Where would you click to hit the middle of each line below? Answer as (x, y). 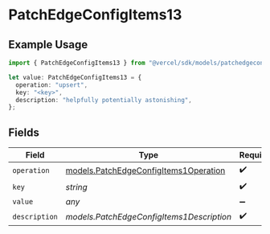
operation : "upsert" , (52, 85)
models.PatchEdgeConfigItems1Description (148, 216)
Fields (24, 132)
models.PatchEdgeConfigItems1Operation (145, 170)
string (77, 187)
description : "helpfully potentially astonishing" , (104, 100)
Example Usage (48, 45)
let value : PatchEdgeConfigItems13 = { (75, 77)
